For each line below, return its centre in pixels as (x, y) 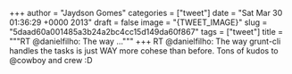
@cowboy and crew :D (51, 60)
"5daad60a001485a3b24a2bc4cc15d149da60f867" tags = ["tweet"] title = (146, 32)
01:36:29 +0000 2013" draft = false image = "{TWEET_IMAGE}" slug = (138, 22)
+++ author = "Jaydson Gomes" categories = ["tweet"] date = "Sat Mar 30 (146, 13)
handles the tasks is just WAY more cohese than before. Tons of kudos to (144, 51)
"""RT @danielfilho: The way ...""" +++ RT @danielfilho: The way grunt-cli (145, 41)
